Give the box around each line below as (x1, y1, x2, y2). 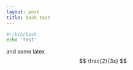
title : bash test (6, 15, 51, 21)
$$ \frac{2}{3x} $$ (79, 57, 127, 65)
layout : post (6, 9, 40, 15)
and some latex (6, 48, 45, 55)
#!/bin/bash (6, 31, 37, 37)
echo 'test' (6, 37, 37, 43)
